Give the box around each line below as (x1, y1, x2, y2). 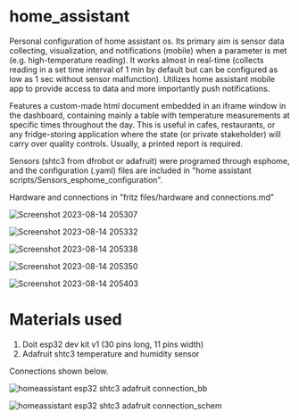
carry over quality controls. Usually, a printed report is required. (9, 138, 244, 149)
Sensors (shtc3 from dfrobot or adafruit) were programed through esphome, (9, 155, 290, 166)
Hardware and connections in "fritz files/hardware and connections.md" (9, 192, 275, 202)
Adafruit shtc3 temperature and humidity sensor (21, 348, 200, 358)
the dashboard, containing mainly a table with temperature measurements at (9, 110, 290, 120)
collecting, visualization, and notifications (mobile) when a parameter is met (9, 45, 287, 55)
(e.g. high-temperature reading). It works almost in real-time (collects (9, 54, 264, 65)
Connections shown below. (9, 366, 109, 376)
